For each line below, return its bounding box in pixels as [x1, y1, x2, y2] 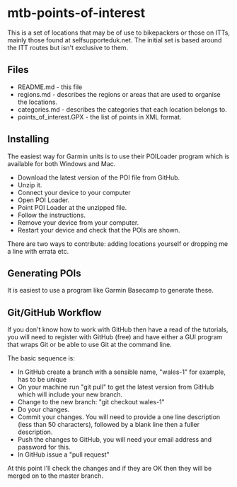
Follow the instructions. [17, 211, 86, 219]
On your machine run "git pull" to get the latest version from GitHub [17, 383, 214, 392]
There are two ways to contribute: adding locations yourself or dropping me [7, 239, 229, 248]
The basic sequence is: [7, 354, 76, 363]
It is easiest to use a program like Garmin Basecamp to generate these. [7, 286, 214, 295]
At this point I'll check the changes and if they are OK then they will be [7, 464, 212, 473]
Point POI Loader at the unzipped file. [17, 203, 127, 211]
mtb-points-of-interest [7, 5, 146, 21]
